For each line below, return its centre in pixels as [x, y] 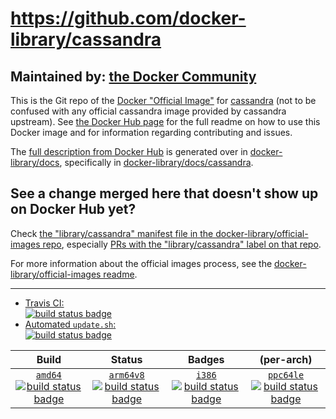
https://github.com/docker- [128, 18]
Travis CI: [44, 303]
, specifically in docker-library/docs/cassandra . [156, 162]
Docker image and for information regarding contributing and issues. [151, 132]
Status [126, 359]
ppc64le [286, 375]
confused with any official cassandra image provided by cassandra [148, 111]
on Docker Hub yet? [73, 209]
